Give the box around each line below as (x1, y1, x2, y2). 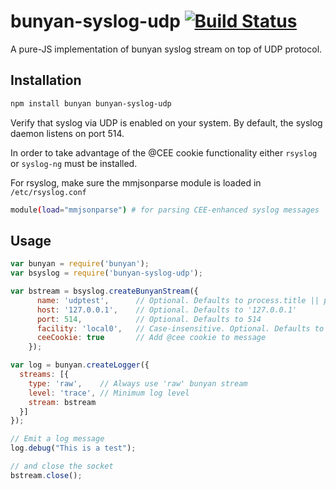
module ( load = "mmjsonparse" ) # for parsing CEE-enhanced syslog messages (10, 205, 320, 215)
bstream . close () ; (10, 470, 83, 480)
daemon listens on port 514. (10, 127, 125, 139)
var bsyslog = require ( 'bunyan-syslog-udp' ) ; (10, 268, 203, 279)
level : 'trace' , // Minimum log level (28, 388, 190, 398)
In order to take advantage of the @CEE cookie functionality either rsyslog (10, 146, 318, 159)
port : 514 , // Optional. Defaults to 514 (36, 314, 262, 324)
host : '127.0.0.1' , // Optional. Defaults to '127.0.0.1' (36, 305, 298, 315)
